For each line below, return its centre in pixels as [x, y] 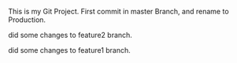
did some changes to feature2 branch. [70, 35]
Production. [27, 20]
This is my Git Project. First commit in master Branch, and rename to [119, 11]
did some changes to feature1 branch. [70, 50]
